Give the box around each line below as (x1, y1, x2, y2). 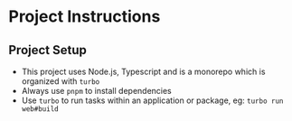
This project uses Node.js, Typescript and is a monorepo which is (21, 66, 266, 77)
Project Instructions (8, 6, 161, 27)
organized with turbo (21, 76, 100, 87)
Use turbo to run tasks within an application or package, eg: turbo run (21, 95, 284, 106)
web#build (21, 105, 60, 114)
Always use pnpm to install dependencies (21, 86, 173, 96)
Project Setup (8, 42, 88, 58)
